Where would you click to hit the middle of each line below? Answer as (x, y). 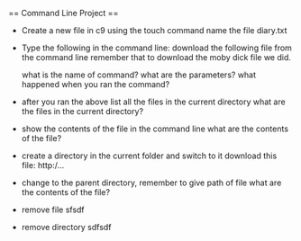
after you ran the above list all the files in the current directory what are (153, 102)
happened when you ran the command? (96, 84)
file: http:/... (43, 165)
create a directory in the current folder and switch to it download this (149, 156)
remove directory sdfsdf (66, 227)
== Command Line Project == (64, 13)
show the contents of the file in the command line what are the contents (155, 129)
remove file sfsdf (53, 210)
